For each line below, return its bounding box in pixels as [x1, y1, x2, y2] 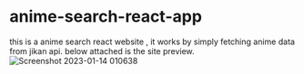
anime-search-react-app [9, 6, 203, 27]
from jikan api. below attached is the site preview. [9, 45, 195, 56]
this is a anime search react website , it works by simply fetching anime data [9, 36, 296, 47]
